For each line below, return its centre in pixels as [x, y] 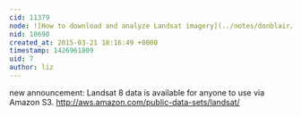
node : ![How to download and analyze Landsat [95, 26]
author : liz [31, 68]
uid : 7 [21, 59]
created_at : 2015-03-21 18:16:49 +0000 [84, 42]
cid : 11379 [30, 17]
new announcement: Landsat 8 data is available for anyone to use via [137, 92]
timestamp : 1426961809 [52, 51]
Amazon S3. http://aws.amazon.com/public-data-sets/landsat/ [125, 102]
